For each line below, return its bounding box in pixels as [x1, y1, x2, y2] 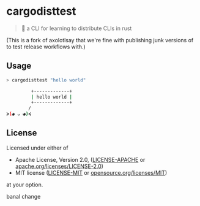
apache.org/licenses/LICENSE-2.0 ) [15, 162, 104, 170]
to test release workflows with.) [6, 43, 86, 50]
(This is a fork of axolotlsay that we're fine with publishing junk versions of [6, 36, 194, 44]
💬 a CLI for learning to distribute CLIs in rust [21, 25, 132, 32]
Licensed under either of [6, 144, 69, 151]
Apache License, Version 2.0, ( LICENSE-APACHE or [15, 156, 146, 163]
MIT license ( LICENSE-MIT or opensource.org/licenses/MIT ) [15, 169, 168, 176]
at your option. [6, 181, 43, 188]
